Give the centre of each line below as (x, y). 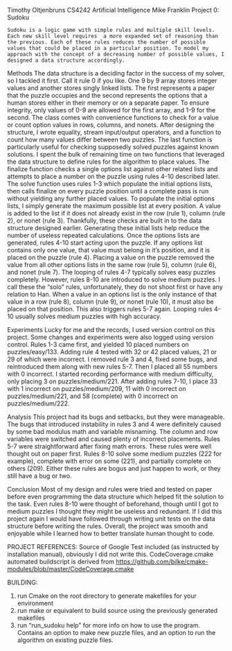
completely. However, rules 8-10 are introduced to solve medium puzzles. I (114, 279)
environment (35, 603)
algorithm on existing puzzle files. (65, 640)
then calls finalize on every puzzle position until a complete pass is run (108, 191)
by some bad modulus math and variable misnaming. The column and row (113, 432)
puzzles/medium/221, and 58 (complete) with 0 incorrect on (93, 396)
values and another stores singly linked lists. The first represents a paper (111, 88)
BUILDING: (23, 582)
